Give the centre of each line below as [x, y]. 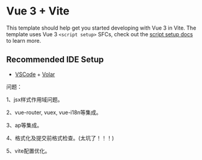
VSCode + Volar [35, 74]
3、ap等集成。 [24, 125]
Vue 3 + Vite [38, 11]
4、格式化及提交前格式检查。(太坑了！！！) [60, 138]
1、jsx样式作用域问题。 [35, 99]
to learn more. [24, 40]
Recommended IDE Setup [55, 59]
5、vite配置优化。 [28, 151]
